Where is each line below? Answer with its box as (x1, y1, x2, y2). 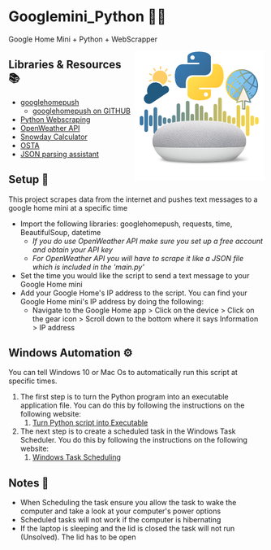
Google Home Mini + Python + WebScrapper (8, 34, 158, 44)
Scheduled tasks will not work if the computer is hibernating (19, 515, 222, 525)
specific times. (8, 376, 58, 386)
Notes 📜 (8, 476, 49, 490)
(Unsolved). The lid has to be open (19, 532, 136, 542)
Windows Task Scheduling (32, 452, 122, 462)
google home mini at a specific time (8, 203, 128, 212)
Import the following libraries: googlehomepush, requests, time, (19, 219, 233, 229)
